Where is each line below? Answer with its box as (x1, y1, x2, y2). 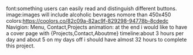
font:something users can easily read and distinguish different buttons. (6, 5, 177, 12)
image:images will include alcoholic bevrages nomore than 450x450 (6, 11, 171, 18)
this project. (6, 42, 35, 49)
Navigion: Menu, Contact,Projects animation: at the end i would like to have (6, 23, 188, 30)
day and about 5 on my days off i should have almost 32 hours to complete (6, 36, 187, 43)
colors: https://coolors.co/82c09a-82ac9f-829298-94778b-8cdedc (6, 18, 169, 24)
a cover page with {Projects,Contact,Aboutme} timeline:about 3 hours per (6, 30, 184, 37)
